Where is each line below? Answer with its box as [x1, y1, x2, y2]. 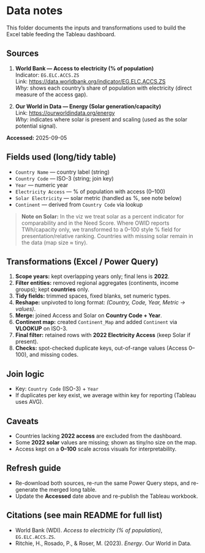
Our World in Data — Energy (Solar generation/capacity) [15, 102, 162, 110]
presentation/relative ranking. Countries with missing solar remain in [21, 232, 194, 239]
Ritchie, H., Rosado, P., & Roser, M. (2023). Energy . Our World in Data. [15, 539, 192, 547]
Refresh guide [6, 463, 61, 473]
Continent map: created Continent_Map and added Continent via [15, 319, 177, 326]
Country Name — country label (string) [15, 168, 110, 176]
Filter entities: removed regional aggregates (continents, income [15, 279, 179, 287]
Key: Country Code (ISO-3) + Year [15, 385, 99, 393]
